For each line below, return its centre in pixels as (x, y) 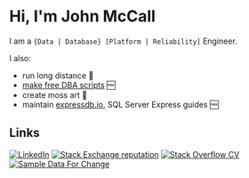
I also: (20, 58)
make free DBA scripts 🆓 (68, 85)
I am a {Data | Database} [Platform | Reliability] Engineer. (123, 41)
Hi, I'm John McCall (82, 16)
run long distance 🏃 (58, 75)
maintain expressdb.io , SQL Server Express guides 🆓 (120, 104)
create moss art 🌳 (54, 94)
